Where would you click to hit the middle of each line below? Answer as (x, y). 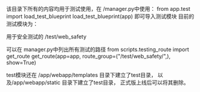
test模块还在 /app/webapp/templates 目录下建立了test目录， (81, 75)
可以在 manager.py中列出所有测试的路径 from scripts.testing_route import (98, 49)
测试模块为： (22, 24)
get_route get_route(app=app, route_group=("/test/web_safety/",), (89, 56)
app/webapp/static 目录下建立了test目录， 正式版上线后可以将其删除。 (101, 82)
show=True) (21, 63)
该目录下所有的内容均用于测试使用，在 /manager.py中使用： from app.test (98, 9)
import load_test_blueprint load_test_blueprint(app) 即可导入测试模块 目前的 (100, 16)
